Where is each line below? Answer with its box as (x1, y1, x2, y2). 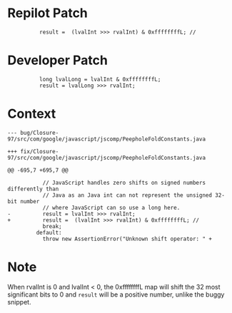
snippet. (7, 297, 31, 306)
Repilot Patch (7, 5, 88, 21)
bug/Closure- (20, 129, 59, 136)
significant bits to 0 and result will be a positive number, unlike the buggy (7, 290, 225, 299)
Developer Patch (7, 52, 109, 68)
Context (7, 106, 56, 122)
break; (42, 222, 62, 230)
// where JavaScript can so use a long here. (42, 204, 181, 211)
